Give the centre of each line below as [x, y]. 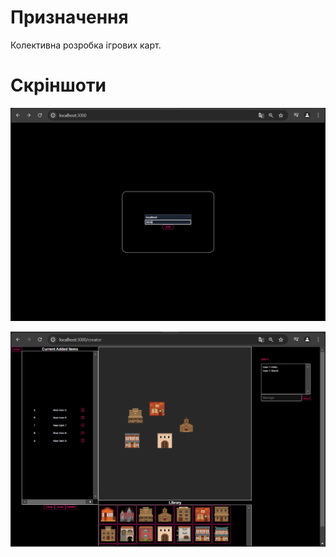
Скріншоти [58, 85]
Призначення [69, 17]
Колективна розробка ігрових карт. [86, 45]
